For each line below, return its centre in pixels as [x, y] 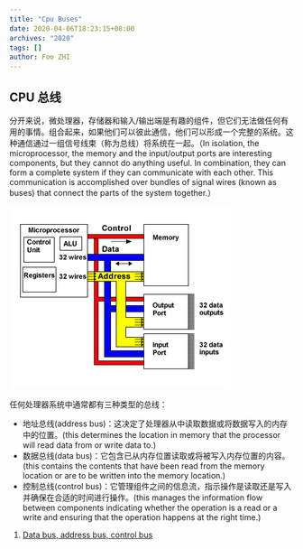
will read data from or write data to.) [89, 445]
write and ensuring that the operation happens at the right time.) [142, 517]
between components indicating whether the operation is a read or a [150, 507]
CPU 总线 [35, 97]
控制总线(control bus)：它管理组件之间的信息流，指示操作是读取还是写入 [157, 486]
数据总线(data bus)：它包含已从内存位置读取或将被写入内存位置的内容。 [156, 455]
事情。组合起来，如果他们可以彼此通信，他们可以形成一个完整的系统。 [155, 132]
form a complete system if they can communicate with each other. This [141, 172]
